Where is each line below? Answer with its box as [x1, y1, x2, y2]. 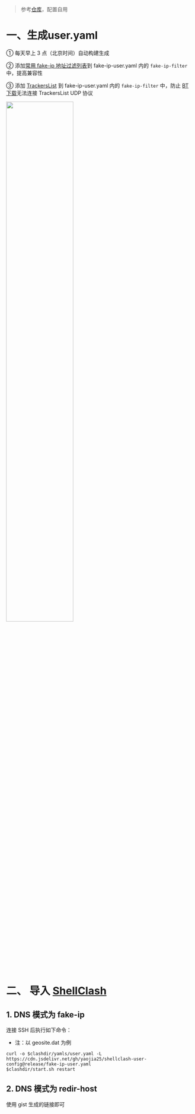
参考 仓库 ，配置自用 [20, 6, 68, 12]
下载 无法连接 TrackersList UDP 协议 [6, 89, 94, 97]
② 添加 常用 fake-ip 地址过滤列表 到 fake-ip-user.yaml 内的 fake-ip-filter [6, 62, 188, 69]
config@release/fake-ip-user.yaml [6, 1061, 92, 1067]
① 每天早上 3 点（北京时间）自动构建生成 [6, 49, 110, 56]
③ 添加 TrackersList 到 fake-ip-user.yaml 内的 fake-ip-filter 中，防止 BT [6, 82, 189, 89]
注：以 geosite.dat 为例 [14, 1039, 72, 1046]
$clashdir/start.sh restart [6, 1066, 76, 1072]
